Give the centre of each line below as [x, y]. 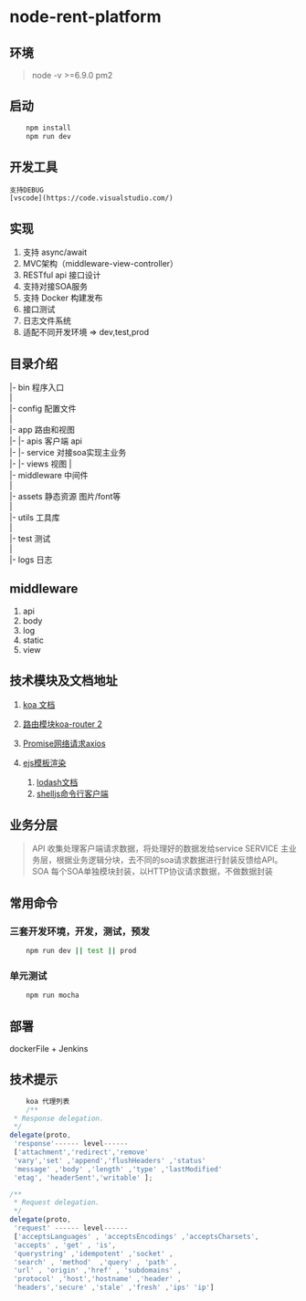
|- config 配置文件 [43, 409]
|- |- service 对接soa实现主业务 [68, 452]
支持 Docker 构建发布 [63, 298]
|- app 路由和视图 [42, 430]
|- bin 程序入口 [37, 387]
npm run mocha [53, 996]
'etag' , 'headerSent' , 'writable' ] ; [83, 1178]
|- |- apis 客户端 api [46, 441]
